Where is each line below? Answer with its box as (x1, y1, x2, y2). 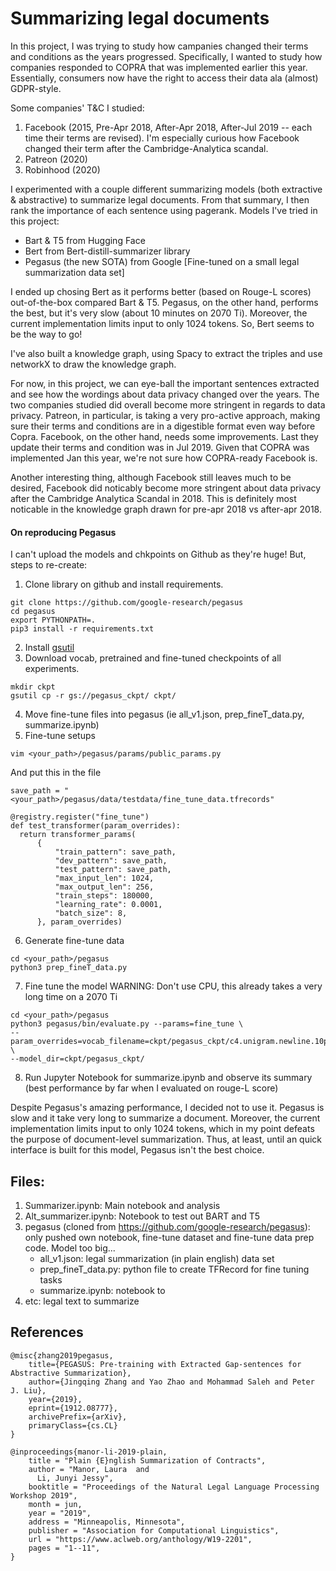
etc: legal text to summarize (24, 1295, 140, 1307)
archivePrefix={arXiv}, (28, 1412, 128, 1422)
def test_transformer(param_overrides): (10, 821, 182, 831)
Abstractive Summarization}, (10, 1368, 132, 1378)
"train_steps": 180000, (54, 891, 155, 901)
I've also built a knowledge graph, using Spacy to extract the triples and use (10, 347, 323, 359)
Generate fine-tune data (24, 935, 125, 947)
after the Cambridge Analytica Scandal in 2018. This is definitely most (10, 492, 297, 504)
